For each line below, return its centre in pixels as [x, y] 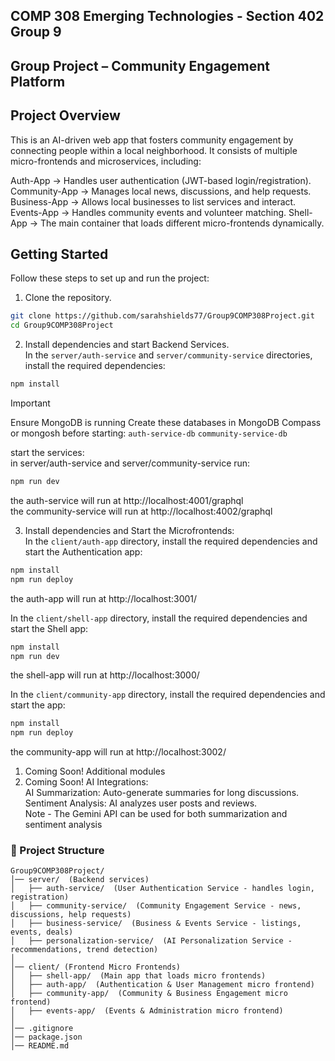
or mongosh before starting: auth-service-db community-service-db [149, 433]
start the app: [38, 705]
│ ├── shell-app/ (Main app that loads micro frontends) [138, 976]
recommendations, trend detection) [84, 950]
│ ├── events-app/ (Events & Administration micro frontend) [147, 1011]
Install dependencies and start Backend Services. [127, 345]
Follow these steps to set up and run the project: [110, 278]
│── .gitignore [42, 1029]
